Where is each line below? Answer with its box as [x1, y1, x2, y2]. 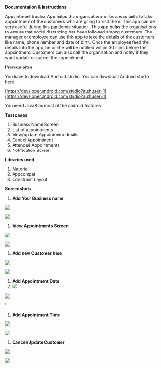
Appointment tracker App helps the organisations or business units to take [5, 14, 153, 19]
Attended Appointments [12, 142, 59, 148]
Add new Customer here [12, 251, 62, 256]
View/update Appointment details [12, 132, 79, 137]
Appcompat [12, 171, 36, 177]
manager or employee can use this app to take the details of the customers [5, 34, 155, 40]
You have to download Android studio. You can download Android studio [5, 74, 150, 79]
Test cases [5, 112, 28, 118]
